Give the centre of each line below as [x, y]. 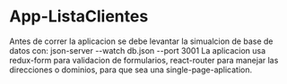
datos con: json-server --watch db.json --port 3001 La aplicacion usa [138, 50]
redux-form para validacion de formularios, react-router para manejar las [144, 60]
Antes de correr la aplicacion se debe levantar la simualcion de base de [141, 41]
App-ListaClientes [79, 17]
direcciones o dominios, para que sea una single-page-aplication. [131, 70]
